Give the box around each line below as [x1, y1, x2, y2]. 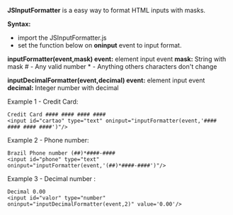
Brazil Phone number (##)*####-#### [7, 150, 115, 157]
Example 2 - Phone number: [7, 136, 89, 144]
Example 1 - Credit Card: [7, 97, 79, 106]
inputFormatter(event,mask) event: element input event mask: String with [7, 55, 227, 63]
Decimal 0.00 [7, 188, 46, 195]
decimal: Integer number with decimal [7, 84, 119, 92]
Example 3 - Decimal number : [7, 175, 96, 183]
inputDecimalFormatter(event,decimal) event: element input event [7, 76, 205, 84]
